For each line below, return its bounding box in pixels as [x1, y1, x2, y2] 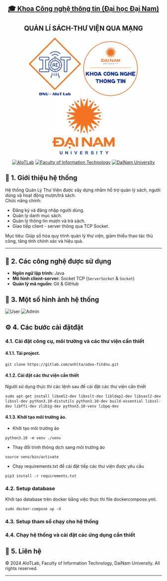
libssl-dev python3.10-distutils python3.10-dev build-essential [5, 399, 143, 404]
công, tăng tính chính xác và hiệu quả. [5, 238, 83, 244]
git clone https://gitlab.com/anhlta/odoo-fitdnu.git [5, 362, 119, 367]
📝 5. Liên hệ [5, 547, 42, 555]
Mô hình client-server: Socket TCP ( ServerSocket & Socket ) [12, 276, 135, 282]
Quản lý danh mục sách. [12, 212, 63, 218]
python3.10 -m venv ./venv [5, 436, 61, 440]
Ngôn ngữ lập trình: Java [12, 270, 65, 276]
